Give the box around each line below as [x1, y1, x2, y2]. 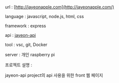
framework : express [5, 23, 46, 29]
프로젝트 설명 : [5, 62, 32, 67]
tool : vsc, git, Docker [5, 42, 47, 48]
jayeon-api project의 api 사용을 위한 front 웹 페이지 [5, 72, 103, 78]
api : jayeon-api [5, 33, 36, 38]
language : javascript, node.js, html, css [5, 14, 84, 19]
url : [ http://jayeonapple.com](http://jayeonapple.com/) [5, 4, 115, 10]
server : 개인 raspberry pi [5, 52, 55, 57]
